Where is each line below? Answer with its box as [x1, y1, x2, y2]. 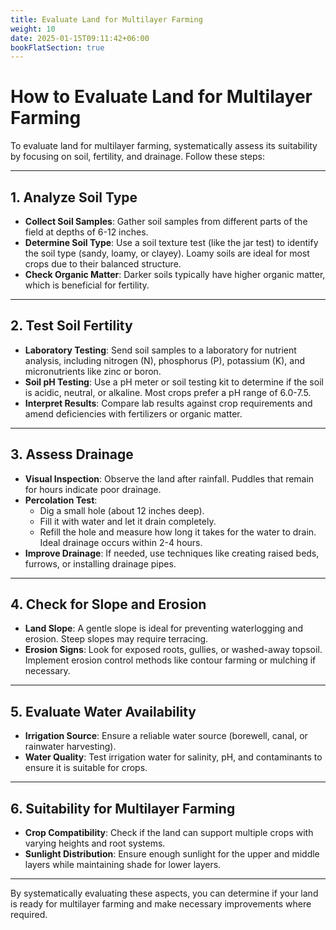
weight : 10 [10, 24, 56, 34]
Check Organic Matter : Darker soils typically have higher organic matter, [24, 269, 326, 280]
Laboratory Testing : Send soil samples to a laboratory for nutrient [24, 344, 297, 356]
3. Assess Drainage [10, 446, 134, 463]
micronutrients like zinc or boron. [24, 365, 162, 377]
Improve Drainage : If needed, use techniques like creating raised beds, [24, 547, 320, 559]
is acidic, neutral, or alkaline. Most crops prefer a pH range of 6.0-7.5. [24, 386, 312, 398]
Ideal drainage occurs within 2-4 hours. [39, 536, 203, 548]
